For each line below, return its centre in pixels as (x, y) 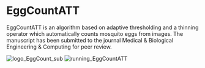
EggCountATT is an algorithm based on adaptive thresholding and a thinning (102, 27)
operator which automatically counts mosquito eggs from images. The (95, 33)
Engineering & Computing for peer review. (59, 47)
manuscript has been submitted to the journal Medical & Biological (90, 40)
